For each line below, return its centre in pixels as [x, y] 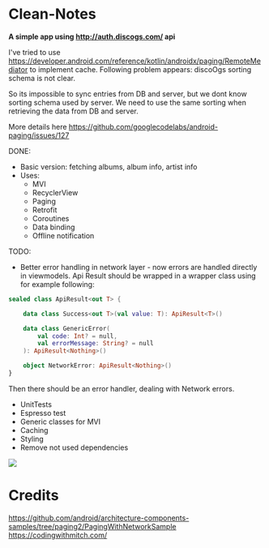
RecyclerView [55, 192]
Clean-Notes [52, 14]
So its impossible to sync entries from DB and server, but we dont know [128, 93]
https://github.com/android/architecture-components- [99, 518]
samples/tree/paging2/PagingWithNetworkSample [92, 526]
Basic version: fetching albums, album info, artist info [109, 166]
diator [18, 69]
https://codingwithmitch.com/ [58, 535]
